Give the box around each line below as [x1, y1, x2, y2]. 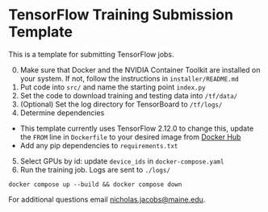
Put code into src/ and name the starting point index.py [19, 82, 206, 92]
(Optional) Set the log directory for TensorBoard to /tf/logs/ [19, 99, 223, 109]
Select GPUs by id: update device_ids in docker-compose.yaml [19, 156, 224, 166]
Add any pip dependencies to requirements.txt [19, 140, 178, 150]
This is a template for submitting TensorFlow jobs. [8, 49, 175, 59]
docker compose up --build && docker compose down [8, 180, 182, 189]
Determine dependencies [19, 107, 105, 118]
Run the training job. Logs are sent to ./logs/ [19, 164, 171, 174]
